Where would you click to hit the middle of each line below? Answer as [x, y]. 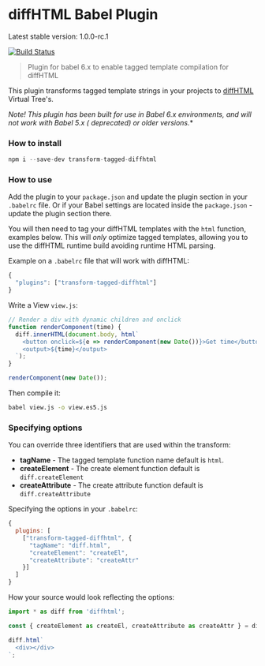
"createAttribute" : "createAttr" [84, 560]
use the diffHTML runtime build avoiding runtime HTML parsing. [112, 245]
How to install [35, 143]
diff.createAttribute [55, 495]
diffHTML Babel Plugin [83, 15]
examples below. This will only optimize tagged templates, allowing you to [128, 238]
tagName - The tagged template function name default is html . [122, 460]
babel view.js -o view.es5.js [58, 408]
